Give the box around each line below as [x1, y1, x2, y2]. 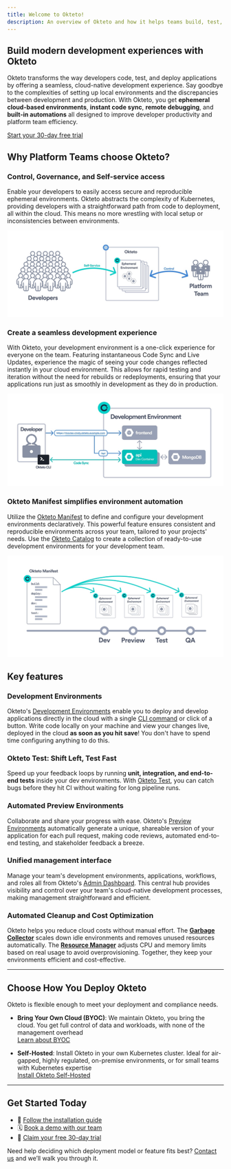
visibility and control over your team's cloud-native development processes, [7, 886, 223, 894]
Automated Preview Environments [7, 801, 124, 811]
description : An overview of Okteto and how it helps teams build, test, [7, 18, 223, 26]
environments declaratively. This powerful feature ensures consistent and [7, 520, 216, 528]
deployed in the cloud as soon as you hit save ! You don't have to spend [7, 729, 211, 737]
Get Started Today [7, 1097, 87, 1109]
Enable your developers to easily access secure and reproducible [7, 187, 192, 196]
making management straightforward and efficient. [7, 893, 151, 902]
